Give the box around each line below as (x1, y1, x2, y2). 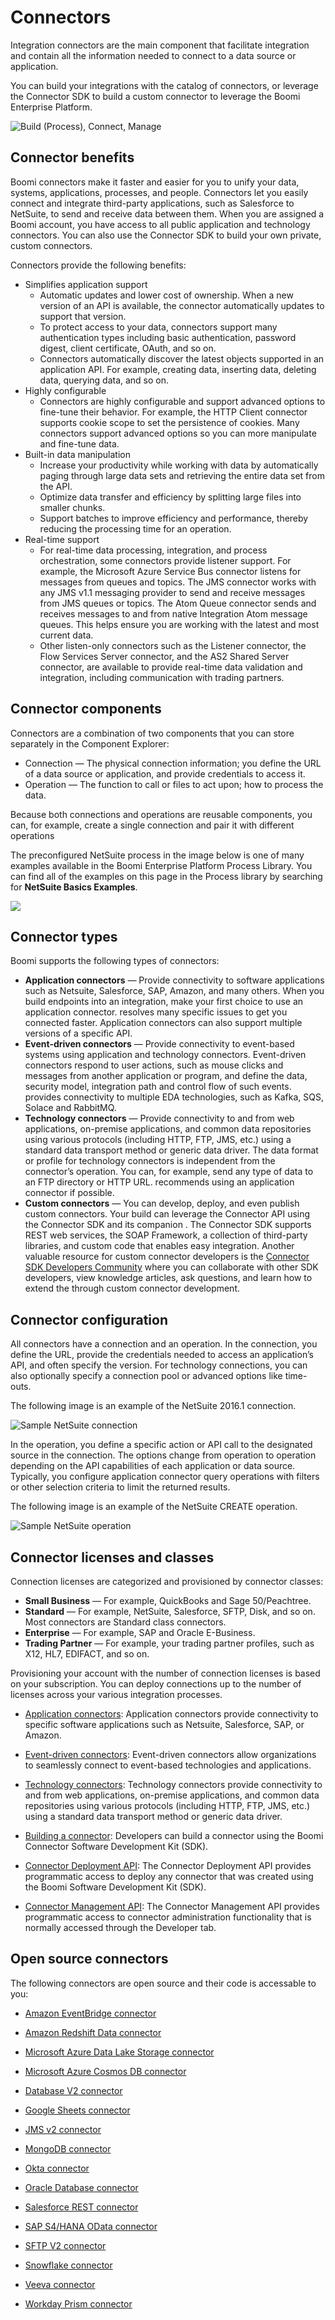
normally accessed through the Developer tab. (24, 1922, 217, 1933)
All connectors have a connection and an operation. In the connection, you (10, 1338, 318, 1350)
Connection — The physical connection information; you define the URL (24, 757, 322, 769)
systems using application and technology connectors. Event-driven (24, 1049, 307, 1061)
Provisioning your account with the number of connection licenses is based (10, 1667, 321, 1679)
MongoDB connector (24, 2142, 112, 2155)
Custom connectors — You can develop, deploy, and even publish (24, 1197, 300, 1210)
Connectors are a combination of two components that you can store (10, 727, 295, 739)
